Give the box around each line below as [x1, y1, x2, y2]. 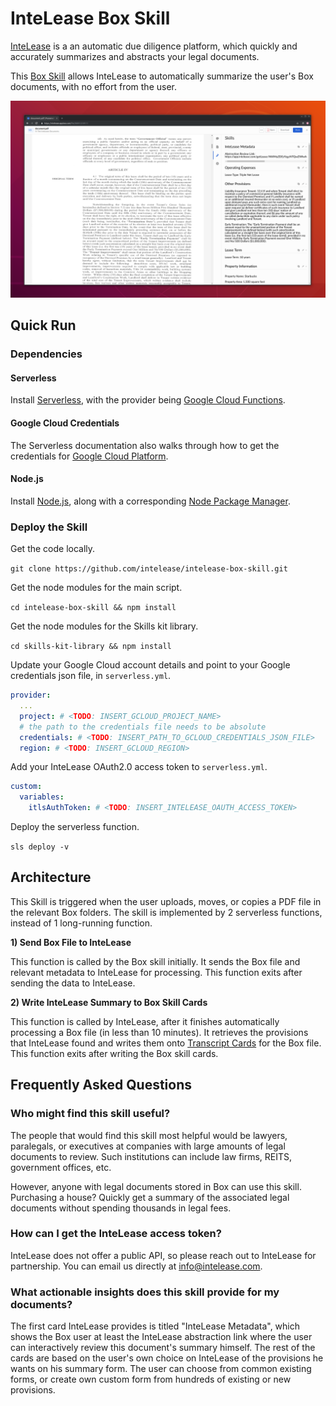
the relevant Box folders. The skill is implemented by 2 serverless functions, [10, 906, 323, 918]
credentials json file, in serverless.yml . [10, 670, 172, 682]
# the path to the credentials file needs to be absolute [19, 722, 267, 732]
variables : [19, 792, 65, 802]
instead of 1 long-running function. [10, 917, 153, 929]
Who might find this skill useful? [10, 1107, 171, 1121]
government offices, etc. [10, 1161, 112, 1173]
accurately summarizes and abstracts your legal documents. [10, 50, 260, 62]
